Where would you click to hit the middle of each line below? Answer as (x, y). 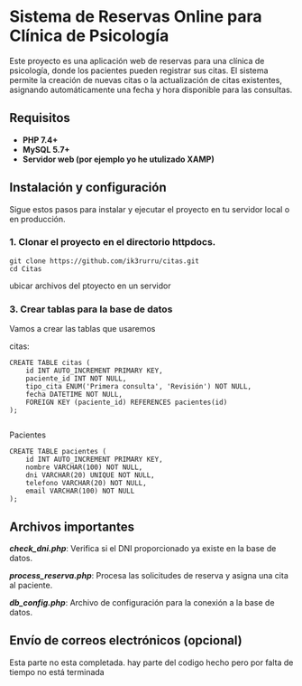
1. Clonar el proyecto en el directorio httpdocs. (113, 242)
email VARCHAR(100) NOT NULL (80, 491)
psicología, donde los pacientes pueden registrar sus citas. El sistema (139, 70)
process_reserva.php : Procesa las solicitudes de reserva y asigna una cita (149, 575)
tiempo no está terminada (57, 672)
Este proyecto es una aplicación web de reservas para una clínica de (137, 61)
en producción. (37, 219)
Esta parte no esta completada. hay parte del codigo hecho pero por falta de (151, 663)
